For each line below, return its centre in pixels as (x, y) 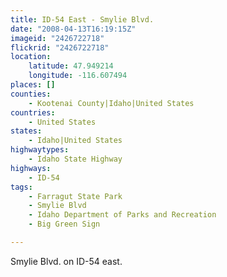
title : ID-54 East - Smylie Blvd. (82, 19)
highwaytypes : (40, 150)
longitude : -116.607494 (78, 76)
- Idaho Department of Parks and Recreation (122, 215)
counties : (31, 94)
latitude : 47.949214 (71, 66)
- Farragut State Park (75, 196)
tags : (21, 187)
